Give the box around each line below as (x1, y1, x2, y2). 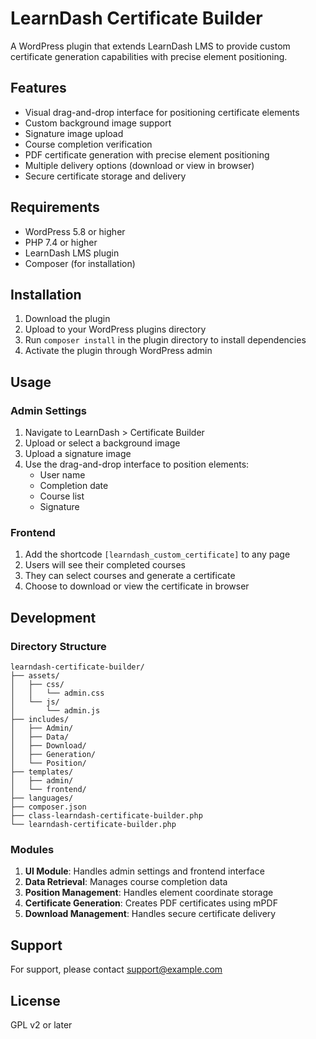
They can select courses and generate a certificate (24, 570, 236, 582)
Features (10, 80, 67, 97)
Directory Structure (10, 639, 107, 653)
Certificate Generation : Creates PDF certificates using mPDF (24, 897, 278, 909)
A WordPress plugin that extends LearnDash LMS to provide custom (10, 40, 291, 52)
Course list (39, 490, 85, 502)
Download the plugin (24, 313, 111, 325)
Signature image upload (24, 127, 124, 139)
